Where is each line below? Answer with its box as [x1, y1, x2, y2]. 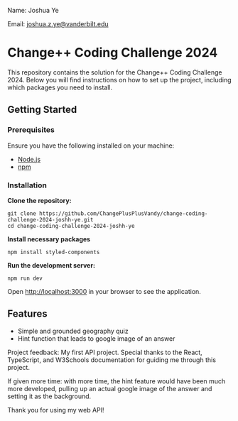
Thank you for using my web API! [7, 405, 104, 414]
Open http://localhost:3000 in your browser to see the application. [7, 287, 201, 295]
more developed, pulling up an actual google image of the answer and [7, 384, 212, 393]
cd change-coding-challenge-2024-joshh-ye [7, 222, 135, 229]
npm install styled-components [7, 248, 100, 256]
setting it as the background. [7, 392, 92, 400]
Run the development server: [7, 261, 96, 269]
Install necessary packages [7, 234, 91, 244]
